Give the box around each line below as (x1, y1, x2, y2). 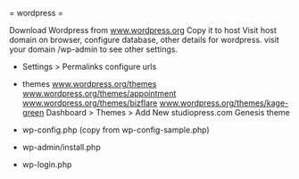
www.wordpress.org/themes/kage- (159, 98, 289, 108)
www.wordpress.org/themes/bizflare (21, 98, 158, 108)
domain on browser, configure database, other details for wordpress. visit (9, 35, 279, 45)
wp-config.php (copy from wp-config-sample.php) (21, 124, 210, 135)
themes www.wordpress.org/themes (21, 79, 157, 89)
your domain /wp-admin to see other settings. (9, 44, 179, 55)
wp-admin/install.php (21, 142, 101, 152)
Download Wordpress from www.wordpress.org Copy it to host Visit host (9, 25, 277, 35)
